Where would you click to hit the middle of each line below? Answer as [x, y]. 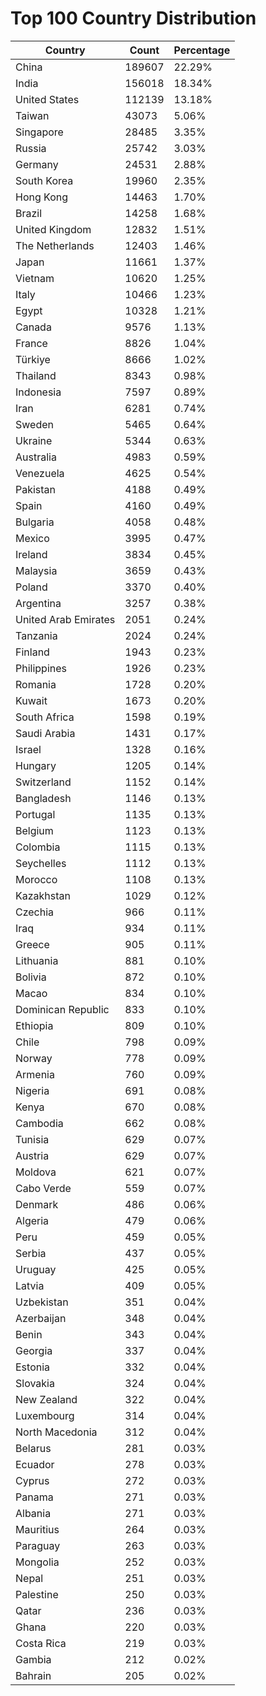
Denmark [37, 1204]
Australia [36, 457]
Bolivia [31, 977]
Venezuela [40, 473]
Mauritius [37, 1529]
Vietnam [35, 278]
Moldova [36, 1172]
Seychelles [41, 863]
